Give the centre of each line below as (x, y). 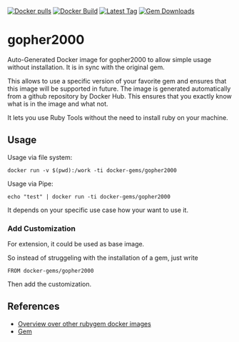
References (34, 307)
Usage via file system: (40, 157)
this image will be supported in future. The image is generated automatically (119, 89)
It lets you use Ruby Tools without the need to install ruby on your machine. (118, 117)
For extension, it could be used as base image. (76, 244)
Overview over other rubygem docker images (84, 323)
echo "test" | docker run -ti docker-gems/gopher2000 (89, 196)
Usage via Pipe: (30, 183)
